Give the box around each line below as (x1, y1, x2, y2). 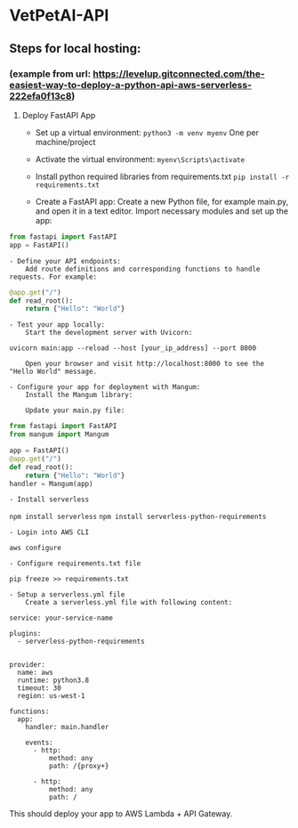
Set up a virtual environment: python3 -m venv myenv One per (35, 126, 260, 138)
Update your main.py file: (25, 406, 125, 415)
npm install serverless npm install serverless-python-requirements (9, 513, 267, 522)
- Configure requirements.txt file (9, 559, 141, 568)
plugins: (9, 629, 42, 638)
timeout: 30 (17, 684, 62, 693)
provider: (9, 661, 46, 670)
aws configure (9, 544, 62, 553)
